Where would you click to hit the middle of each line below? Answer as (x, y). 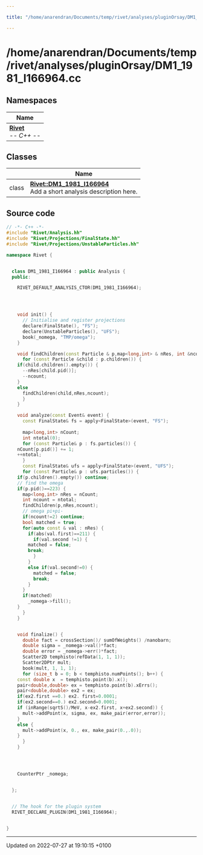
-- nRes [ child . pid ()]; (50, 371)
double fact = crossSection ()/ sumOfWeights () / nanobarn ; (97, 640)
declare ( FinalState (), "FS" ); (60, 326)
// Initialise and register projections (74, 321)
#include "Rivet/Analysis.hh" (44, 233)
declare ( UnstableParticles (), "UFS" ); (71, 331)
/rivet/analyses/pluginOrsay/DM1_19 (100, 65)
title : (14, 17)
